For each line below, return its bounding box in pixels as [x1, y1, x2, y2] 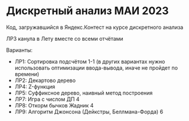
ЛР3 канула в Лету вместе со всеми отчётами [6, 35, 123, 42]
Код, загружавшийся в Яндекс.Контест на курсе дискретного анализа [6, 24, 184, 31]
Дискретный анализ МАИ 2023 [6, 4, 170, 18]
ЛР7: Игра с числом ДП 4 [14, 96, 80, 103]
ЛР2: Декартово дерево [14, 77, 76, 84]
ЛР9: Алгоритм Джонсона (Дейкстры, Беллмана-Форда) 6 [14, 108, 164, 115]
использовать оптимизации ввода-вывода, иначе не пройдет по [14, 64, 178, 71]
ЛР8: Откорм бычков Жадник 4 [14, 102, 94, 109]
